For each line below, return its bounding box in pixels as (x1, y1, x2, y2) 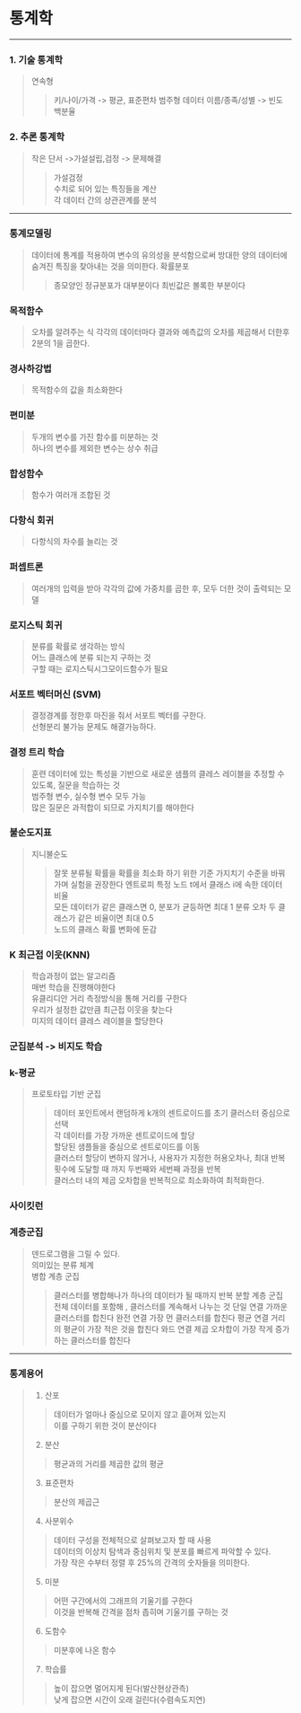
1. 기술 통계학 (9, 53, 64, 66)
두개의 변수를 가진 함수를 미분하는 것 (30, 431, 159, 442)
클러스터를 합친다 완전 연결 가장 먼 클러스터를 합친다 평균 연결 (53, 1312, 269, 1323)
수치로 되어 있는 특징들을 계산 (53, 183, 157, 194)
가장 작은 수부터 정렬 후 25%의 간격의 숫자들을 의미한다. (53, 1557, 251, 1567)
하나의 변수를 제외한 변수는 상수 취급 (30, 442, 159, 454)
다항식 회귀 (9, 514, 55, 526)
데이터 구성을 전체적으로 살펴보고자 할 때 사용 (53, 1534, 212, 1545)
